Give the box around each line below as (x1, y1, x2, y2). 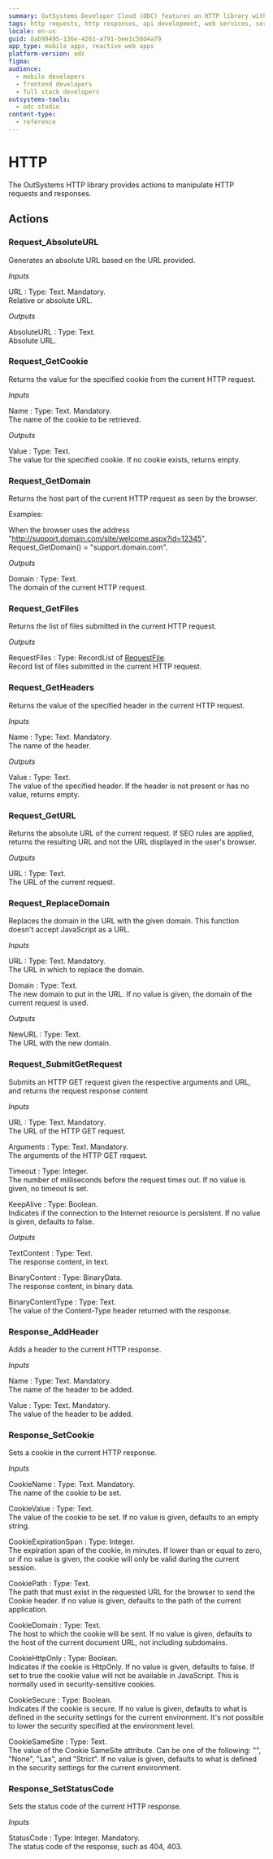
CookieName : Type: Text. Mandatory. (8, 1480, 136, 1489)
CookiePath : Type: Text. (8, 1579, 91, 1589)
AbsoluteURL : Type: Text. (8, 327, 96, 336)
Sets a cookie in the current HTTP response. (8, 1448, 157, 1458)
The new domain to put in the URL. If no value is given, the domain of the (8, 989, 253, 999)
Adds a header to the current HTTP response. (8, 1344, 162, 1354)
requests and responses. (8, 188, 92, 198)
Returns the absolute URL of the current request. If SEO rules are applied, (8, 828, 254, 838)
